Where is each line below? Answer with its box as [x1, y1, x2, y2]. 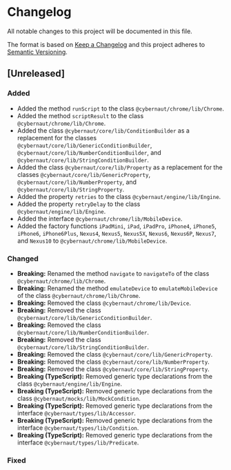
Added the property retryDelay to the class [17, 200, 141, 208]
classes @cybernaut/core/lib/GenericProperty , [17, 170, 150, 178]
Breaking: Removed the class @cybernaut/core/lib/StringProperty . [17, 364, 210, 373]
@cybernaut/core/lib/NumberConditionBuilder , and [17, 148, 162, 156]
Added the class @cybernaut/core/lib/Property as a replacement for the [17, 163, 223, 171]
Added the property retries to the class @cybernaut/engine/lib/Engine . [17, 192, 221, 200]
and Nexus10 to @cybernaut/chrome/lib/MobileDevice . [17, 236, 168, 245]
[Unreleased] [7, 68, 66, 79]
